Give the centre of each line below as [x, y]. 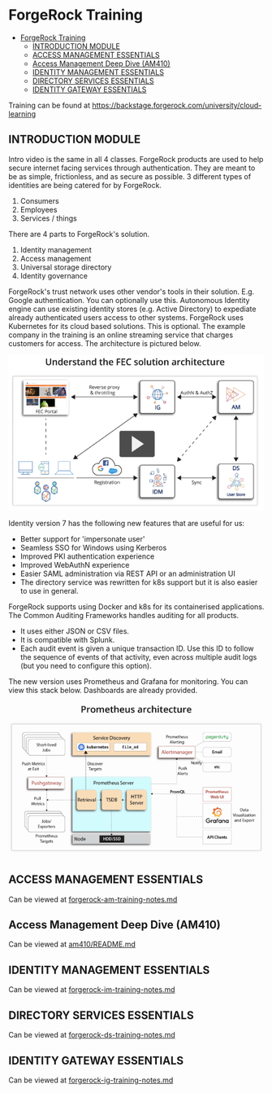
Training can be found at [50, 105]
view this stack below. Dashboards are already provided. [103, 690]
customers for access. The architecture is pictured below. [105, 343]
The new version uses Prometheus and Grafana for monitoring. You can [128, 681]
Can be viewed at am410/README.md [72, 944]
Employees [39, 209]
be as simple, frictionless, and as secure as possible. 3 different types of [130, 176]
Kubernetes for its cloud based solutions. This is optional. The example [127, 326]
